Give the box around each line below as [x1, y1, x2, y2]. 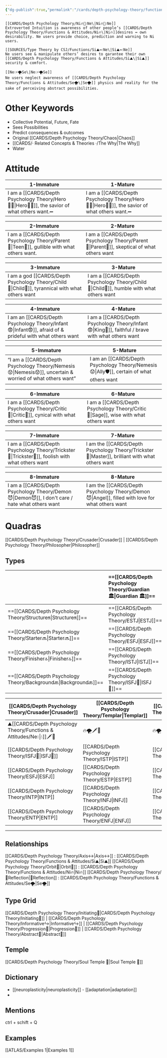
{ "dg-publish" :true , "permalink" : [5, 7, 75, 12]
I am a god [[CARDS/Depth [7, 272, 71, 279]
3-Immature [30, 264, 61, 271]
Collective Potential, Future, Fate [12, 119, 79, 125]
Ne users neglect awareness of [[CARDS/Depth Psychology [5, 75, 126, 80]
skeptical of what [115, 243, 156, 250]
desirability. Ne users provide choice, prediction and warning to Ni [5, 34, 155, 39]
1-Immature [29, 181, 60, 188]
